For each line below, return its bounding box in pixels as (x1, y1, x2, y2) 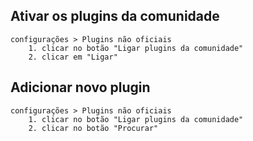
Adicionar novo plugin (10, 79, 151, 96)
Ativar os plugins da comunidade (10, 8, 220, 25)
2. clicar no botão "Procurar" (28, 123, 159, 133)
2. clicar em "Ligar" (28, 52, 118, 62)
